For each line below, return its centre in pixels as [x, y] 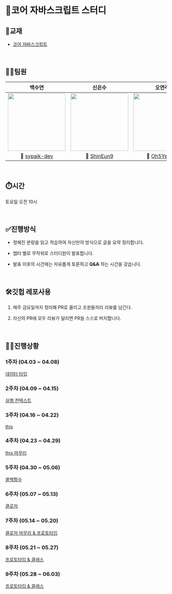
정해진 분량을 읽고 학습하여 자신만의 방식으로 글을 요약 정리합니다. [78, 242]
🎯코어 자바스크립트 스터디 [56, 10]
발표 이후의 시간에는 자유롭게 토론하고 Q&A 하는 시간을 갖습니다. [77, 264]
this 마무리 [16, 453]
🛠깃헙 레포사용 [28, 292]
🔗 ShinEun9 [99, 156]
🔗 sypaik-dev [37, 156]
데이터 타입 [16, 374]
